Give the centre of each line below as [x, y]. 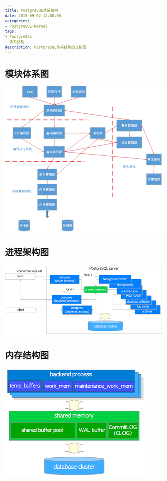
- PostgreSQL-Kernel [27, 26]
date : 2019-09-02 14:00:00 [33, 16]
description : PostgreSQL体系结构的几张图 [46, 47]
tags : [11, 32]
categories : [17, 21]
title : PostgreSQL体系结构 [32, 10]
